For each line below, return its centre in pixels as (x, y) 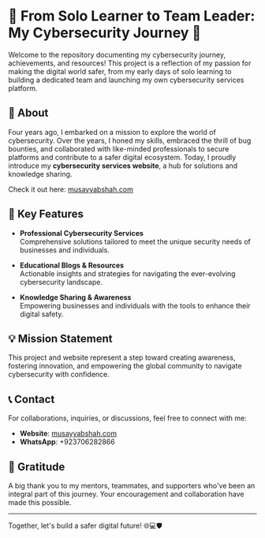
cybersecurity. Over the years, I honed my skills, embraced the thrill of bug (130, 140)
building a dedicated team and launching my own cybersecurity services (126, 80)
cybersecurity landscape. (61, 282)
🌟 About (28, 113)
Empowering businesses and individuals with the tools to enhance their (135, 305)
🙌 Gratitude (37, 467)
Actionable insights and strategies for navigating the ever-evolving (127, 273)
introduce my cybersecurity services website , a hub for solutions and (123, 166)
